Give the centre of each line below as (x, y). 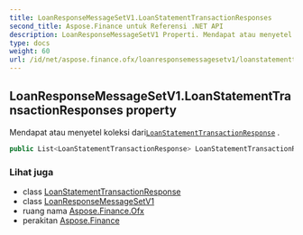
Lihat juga (32, 172)
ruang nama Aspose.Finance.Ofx (83, 211)
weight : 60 (30, 52)
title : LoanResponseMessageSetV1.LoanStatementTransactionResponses (141, 18)
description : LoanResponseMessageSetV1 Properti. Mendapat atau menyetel (151, 34)
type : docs (30, 43)
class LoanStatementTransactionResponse (101, 192)
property (151, 111)
